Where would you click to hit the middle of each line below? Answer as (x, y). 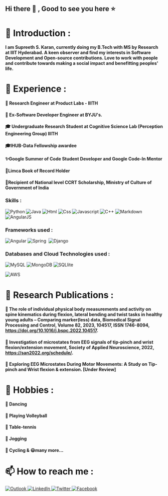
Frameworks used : (29, 230)
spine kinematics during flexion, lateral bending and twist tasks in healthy (84, 314)
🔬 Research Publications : (59, 295)
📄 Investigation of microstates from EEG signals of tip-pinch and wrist (79, 342)
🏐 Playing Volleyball (26, 416)
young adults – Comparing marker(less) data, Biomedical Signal (73, 320)
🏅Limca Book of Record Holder (38, 171)
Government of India (27, 188)
